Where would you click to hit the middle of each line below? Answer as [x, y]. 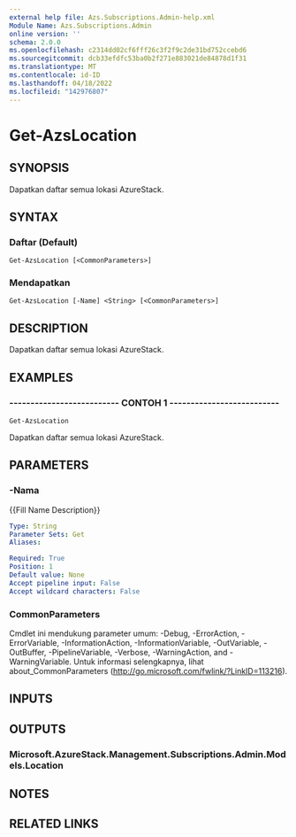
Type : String [33, 526]
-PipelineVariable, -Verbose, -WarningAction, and [138, 652]
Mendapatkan [40, 283]
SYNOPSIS [39, 168]
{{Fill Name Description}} [55, 509]
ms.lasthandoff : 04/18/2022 [61, 83]
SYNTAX [34, 217]
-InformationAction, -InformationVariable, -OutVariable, [162, 642]
